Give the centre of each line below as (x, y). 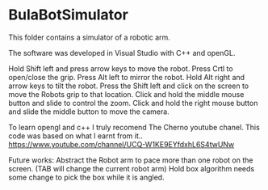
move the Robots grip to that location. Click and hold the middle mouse (126, 94)
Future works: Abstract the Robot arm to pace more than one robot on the (131, 160)
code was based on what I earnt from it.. (76, 136)
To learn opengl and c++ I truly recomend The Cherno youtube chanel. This (134, 127)
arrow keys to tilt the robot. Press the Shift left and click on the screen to (129, 86)
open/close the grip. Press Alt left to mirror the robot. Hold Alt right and (126, 77)
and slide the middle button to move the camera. (89, 112)
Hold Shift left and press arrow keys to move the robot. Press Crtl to (121, 68)
